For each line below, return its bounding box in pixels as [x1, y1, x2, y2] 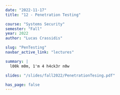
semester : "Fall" [5, 26, 42, 31]
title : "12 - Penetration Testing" [5, 12, 81, 17]
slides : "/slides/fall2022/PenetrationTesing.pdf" [5, 73, 115, 78]
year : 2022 [5, 31, 29, 36]
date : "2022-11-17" [5, 7, 47, 13]
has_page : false [5, 82, 40, 87]
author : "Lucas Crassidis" [5, 36, 63, 41]
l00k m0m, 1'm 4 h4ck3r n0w [10, 63, 70, 69]
